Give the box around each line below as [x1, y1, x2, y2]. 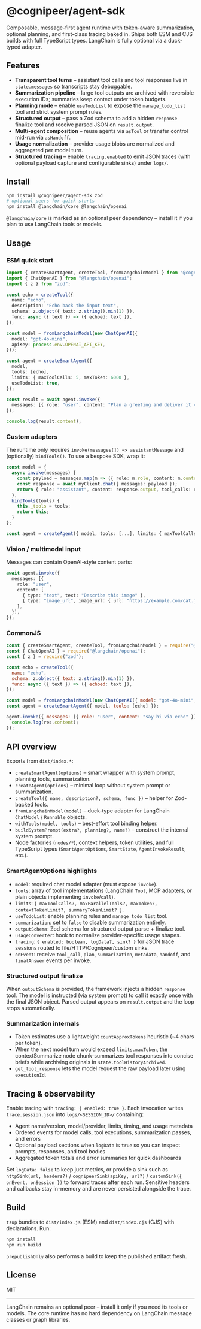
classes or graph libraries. [6, 1316, 71, 1323]
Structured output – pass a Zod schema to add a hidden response [14, 114, 178, 122]
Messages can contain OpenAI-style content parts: [6, 558, 132, 566]
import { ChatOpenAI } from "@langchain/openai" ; [6, 275, 133, 281]
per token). [14, 1040, 42, 1047]
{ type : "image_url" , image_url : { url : [22, 598, 124, 604]
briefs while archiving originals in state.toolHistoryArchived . [14, 1059, 166, 1066]
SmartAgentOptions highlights [6, 867, 98, 875]
